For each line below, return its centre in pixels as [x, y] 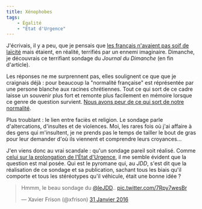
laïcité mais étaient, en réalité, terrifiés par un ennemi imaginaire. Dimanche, [100, 52]
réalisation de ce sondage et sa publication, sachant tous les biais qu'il [94, 170]
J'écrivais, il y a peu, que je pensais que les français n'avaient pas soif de [98, 46]
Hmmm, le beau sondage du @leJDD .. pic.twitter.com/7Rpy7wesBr [104, 188]
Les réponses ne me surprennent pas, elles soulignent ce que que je [91, 76]
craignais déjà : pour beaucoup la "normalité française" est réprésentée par [100, 83]
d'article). [18, 65]
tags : [13, 17]
